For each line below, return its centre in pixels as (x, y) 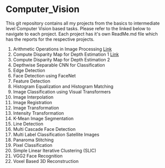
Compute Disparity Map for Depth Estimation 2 (61, 59)
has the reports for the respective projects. (50, 39)
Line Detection (28, 124)
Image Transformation (36, 108)
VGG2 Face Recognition (38, 156)
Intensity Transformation (38, 113)
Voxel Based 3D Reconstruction (46, 161)
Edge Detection (29, 70)
